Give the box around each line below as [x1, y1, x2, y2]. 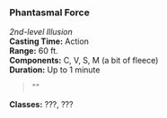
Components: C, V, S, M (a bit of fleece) [9, 55, 159, 66]
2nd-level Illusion [9, 27, 74, 38]
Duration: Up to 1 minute [9, 64, 101, 75]
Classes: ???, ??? [9, 99, 74, 110]
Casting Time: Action [9, 36, 90, 46]
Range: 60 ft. [9, 46, 58, 56]
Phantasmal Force [9, 6, 90, 19]
